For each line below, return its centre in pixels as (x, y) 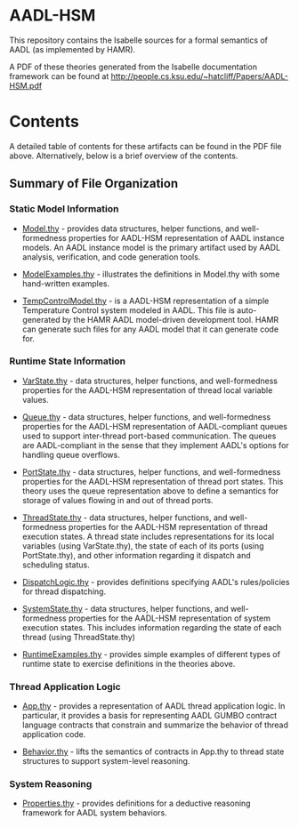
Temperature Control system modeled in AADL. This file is (129, 310)
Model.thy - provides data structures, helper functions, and (130, 229)
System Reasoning (51, 784)
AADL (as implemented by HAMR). (73, 49)
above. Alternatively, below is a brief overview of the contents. (124, 156)
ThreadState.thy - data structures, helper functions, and (125, 518)
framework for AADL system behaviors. (94, 813)
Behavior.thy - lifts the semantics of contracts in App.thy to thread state (153, 751)
